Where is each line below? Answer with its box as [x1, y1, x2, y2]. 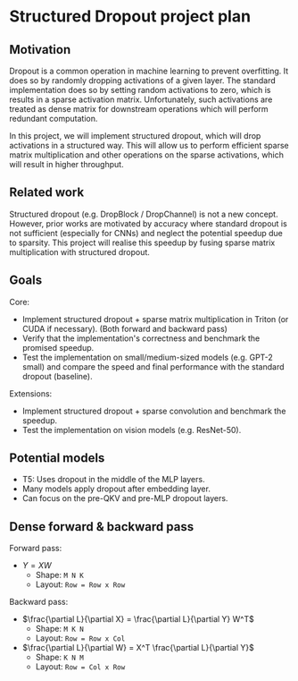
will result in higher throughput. [9, 159, 124, 169]
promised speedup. [21, 342, 95, 353]
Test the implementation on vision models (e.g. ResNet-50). [21, 424, 242, 435]
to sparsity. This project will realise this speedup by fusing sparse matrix [9, 237, 276, 248]
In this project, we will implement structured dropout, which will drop [9, 131, 261, 140]
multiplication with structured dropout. [9, 246, 150, 257]
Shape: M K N [35, 624, 85, 634]
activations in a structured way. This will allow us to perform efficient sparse [9, 140, 290, 150]
